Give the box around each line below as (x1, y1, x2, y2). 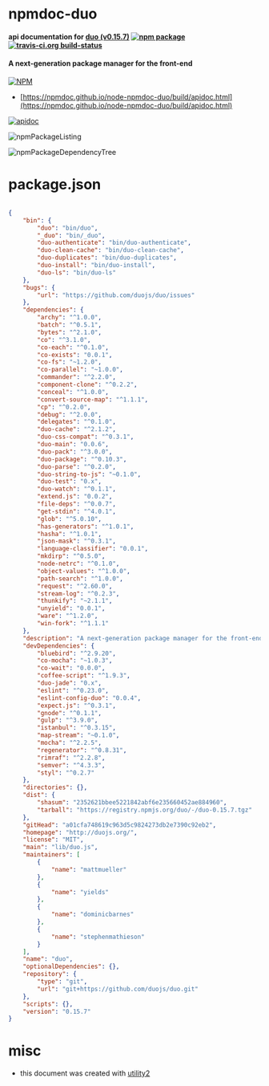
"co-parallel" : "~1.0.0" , (37, 366, 124, 374)
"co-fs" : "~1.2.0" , (37, 358, 102, 366)
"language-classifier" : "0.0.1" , (37, 545, 149, 553)
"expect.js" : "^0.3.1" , (37, 702, 116, 710)
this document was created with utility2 (19, 1068, 151, 1078)
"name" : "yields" (50, 888, 110, 896)
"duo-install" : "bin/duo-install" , (37, 262, 156, 270)
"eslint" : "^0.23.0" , (37, 686, 110, 694)
